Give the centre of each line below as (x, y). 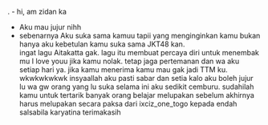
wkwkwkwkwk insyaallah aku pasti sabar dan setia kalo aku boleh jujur (136, 78)
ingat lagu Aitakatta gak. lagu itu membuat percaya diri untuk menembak (139, 52)
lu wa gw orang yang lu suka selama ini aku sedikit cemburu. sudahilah (136, 87)
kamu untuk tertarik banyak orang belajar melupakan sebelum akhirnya (136, 95)
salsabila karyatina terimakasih (70, 112)
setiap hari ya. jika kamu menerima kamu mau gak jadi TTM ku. (123, 70)
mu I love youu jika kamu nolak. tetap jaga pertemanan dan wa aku (129, 61)
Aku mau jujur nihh (50, 27)
